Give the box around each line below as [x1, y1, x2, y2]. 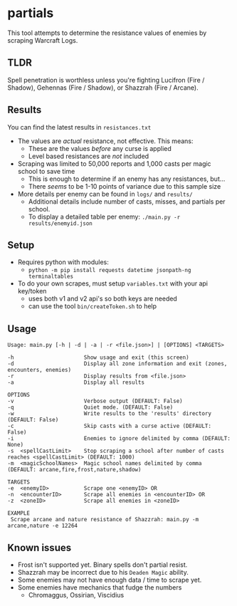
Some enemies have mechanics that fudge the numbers [17, 583, 182, 592]
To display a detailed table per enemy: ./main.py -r [28, 212, 181, 221]
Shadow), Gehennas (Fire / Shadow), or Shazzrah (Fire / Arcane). [7, 83, 199, 92]
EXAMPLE [7, 510, 31, 517]
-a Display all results [7, 379, 144, 386]
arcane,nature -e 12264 [7, 522, 78, 530]
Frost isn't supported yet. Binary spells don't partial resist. [17, 560, 188, 569]
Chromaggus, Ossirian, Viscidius [28, 591, 125, 599]
